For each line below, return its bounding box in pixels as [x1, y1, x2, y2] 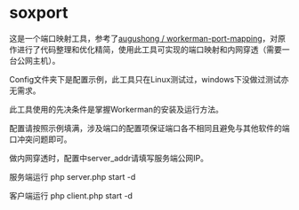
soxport [9, 3, 69, 23]
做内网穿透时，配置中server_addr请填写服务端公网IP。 [9, 152, 209, 163]
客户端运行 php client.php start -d [9, 190, 133, 201]
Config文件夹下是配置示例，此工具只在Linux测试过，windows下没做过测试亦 [9, 74, 289, 84]
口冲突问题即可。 [9, 134, 72, 144]
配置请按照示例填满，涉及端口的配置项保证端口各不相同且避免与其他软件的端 [9, 122, 290, 133]
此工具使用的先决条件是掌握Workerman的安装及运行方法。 [9, 104, 224, 114]
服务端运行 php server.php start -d [9, 171, 136, 182]
